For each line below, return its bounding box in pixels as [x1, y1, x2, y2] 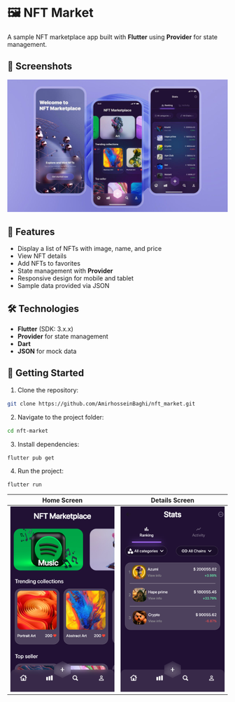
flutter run [7, 481, 42, 489]
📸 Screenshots [7, 60, 73, 73]
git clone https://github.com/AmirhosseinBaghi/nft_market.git [7, 400, 196, 407]
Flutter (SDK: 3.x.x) [17, 325, 73, 334]
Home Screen [41, 496, 83, 504]
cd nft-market [7, 427, 49, 434]
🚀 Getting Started [7, 367, 85, 379]
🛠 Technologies [7, 303, 79, 315]
